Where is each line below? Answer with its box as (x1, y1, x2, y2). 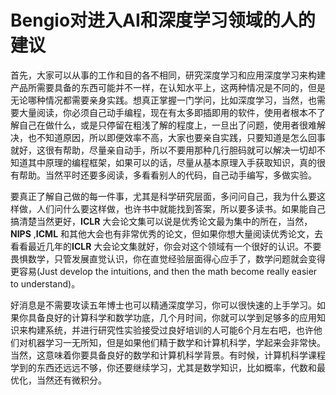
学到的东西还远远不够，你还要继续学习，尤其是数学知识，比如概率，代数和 (10, 361, 317, 373)
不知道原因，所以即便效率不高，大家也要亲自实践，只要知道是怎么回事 (36, 131, 326, 143)
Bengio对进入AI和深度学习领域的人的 (10, 9, 316, 32)
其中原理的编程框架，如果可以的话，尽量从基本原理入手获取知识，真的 (27, 156, 317, 168)
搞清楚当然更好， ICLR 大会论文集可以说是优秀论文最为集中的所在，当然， (10, 215, 313, 227)
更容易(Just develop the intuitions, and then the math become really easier (10, 265, 318, 277)
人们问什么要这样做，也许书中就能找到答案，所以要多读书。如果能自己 (36, 202, 326, 215)
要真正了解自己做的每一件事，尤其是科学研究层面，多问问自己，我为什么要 (10, 190, 317, 202)
